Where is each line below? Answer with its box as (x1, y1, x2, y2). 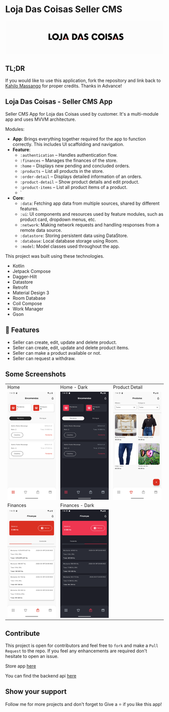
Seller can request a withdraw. (12, 355, 76, 361)
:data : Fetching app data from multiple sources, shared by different (20, 200, 160, 206)
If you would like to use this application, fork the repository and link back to (5, 77, 161, 84)
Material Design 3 (12, 290, 49, 296)
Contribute (5, 629, 40, 638)
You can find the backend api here (5, 673, 76, 679)
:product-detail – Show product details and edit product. (20, 178, 140, 185)
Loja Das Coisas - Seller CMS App (5, 98, 113, 106)
